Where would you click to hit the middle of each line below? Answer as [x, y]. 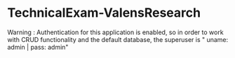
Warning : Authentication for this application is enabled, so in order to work [115, 32]
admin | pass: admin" [38, 47]
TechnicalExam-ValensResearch [104, 13]
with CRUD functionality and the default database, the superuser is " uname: [118, 39]
